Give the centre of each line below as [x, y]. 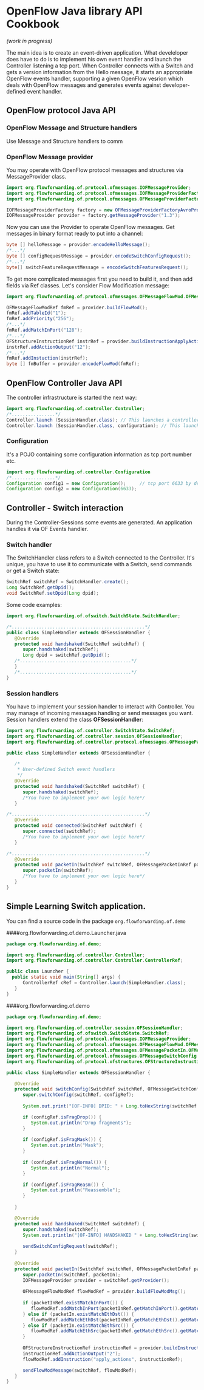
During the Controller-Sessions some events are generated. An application [99, 522]
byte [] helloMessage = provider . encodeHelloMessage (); [78, 245]
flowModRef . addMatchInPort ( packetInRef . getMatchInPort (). [106, 1308]
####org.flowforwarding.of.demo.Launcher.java [66, 933]
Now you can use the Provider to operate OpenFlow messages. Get [90, 227]
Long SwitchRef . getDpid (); [40, 587]
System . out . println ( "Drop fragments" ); [81, 1123]
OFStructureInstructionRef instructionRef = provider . [93, 1348]
